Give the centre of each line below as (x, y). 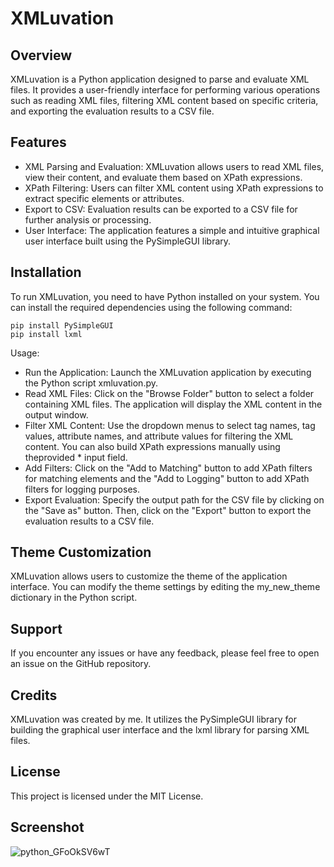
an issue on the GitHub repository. (81, 664)
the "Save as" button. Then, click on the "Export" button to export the (168, 510)
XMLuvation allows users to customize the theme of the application (149, 576)
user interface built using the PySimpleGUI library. (128, 241)
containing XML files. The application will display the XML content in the (173, 404)
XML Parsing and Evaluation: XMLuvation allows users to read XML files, (174, 166)
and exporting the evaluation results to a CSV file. (112, 111)
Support (36, 628)
